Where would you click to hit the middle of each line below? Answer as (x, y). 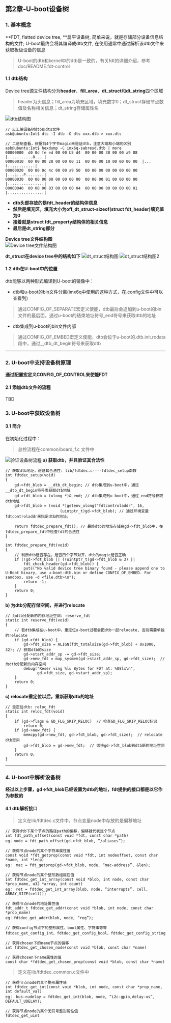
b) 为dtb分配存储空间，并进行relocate (45, 605)
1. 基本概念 (18, 25)
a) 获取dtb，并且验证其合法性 (74, 460)
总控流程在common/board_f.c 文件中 (56, 449)
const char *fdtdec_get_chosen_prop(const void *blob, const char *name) (85, 962)
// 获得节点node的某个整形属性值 (36, 983)
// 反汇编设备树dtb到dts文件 (33, 129)
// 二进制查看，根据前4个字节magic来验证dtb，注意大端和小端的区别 (68, 144)
